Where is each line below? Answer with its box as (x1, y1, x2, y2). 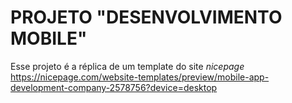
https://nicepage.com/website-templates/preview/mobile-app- (10, 71, 270, 83)
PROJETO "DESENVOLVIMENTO (10, 6, 283, 29)
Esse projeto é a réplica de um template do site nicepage (10, 60, 245, 72)
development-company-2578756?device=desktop (10, 81, 218, 93)
